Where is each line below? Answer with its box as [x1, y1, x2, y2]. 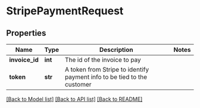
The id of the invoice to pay [64, 55, 141, 64]
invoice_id [9, 55, 39, 64]
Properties [6, 28, 46, 38]
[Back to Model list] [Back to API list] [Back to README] [6, 95, 143, 103]
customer [64, 81, 92, 88]
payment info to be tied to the [64, 73, 148, 81]
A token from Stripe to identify [64, 66, 149, 73]
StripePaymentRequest [6, 4, 124, 18]
